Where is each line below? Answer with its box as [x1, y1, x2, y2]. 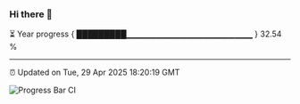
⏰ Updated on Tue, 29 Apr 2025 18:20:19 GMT [9, 67, 180, 78]
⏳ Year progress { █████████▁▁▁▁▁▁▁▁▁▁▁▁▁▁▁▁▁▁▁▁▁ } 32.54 [9, 28, 282, 39]
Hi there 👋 [9, 8, 54, 20]
